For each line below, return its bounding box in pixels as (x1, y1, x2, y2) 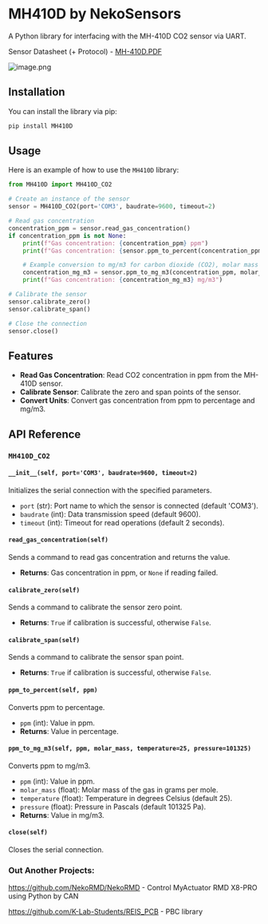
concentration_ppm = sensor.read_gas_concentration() (8, 224, 191, 232)
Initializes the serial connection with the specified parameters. (8, 485, 213, 495)
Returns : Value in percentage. (19, 726, 120, 736)
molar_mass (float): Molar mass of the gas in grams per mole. (19, 784, 219, 795)
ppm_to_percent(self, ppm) (8, 686, 98, 694)
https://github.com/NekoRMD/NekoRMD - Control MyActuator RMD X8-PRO (8, 883, 258, 893)
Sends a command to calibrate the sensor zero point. (8, 602, 183, 612)
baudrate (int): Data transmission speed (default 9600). (19, 509, 201, 519)
